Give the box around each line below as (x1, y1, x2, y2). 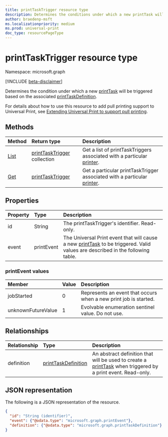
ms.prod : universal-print (5, 26, 59, 31)
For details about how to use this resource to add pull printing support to (5, 103, 154, 109)
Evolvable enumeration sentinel (80, 303, 155, 310)
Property (7, 211, 29, 218)
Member (7, 281, 28, 288)
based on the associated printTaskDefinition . (5, 93, 97, 99)
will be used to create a (92, 356, 147, 363)
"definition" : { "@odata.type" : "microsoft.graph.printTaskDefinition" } (9, 423, 162, 428)
